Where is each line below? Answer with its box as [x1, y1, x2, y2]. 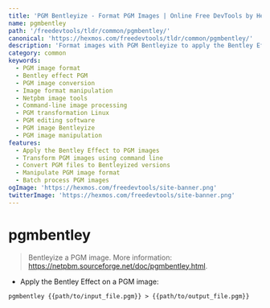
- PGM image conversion [15, 79, 95, 87]
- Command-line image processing [15, 101, 128, 109]
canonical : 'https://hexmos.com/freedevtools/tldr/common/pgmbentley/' [8, 34, 253, 43]
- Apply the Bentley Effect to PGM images [15, 146, 160, 154]
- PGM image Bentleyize [15, 124, 95, 132]
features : [8, 138, 42, 147]
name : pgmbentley [8, 19, 67, 27]
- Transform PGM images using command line [15, 154, 163, 162]
